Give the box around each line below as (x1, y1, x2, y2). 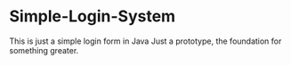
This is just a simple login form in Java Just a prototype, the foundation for (9, 36, 282, 46)
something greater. (9, 45, 79, 55)
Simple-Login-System (9, 6, 176, 27)
